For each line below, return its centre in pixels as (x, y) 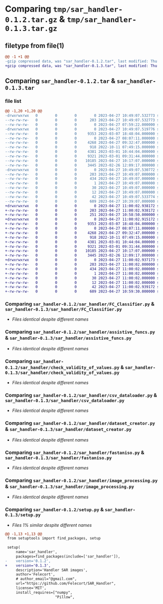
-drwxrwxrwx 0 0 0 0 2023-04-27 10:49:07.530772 (80, 170)
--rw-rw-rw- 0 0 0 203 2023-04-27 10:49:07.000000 (80, 174)
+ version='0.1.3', (28, 565)
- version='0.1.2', (28, 561)
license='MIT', (31, 588)
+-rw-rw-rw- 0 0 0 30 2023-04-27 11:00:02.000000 (80, 278)
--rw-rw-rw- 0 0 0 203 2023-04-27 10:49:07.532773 (80, 120)
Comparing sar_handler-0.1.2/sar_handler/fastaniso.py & (75, 452)
